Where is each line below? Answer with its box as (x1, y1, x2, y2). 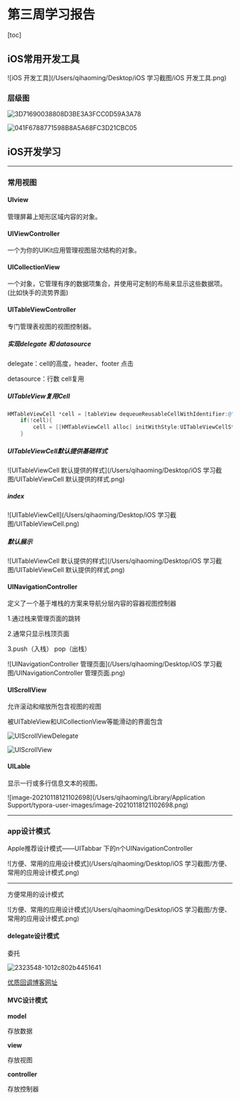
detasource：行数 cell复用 (7, 374, 84, 383)
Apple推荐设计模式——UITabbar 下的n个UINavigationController (7, 844, 193, 852)
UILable (7, 761, 31, 770)
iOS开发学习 (7, 146, 61, 158)
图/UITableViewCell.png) (7, 519, 80, 528)
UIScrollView (7, 685, 47, 694)
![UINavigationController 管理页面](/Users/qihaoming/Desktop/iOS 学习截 (7, 660, 223, 669)
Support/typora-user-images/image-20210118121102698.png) (7, 801, 189, 809)
